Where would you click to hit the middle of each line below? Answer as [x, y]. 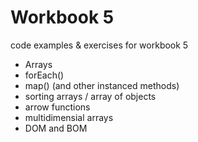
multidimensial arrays [69, 117]
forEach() [44, 75]
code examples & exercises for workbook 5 [99, 45]
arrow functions [57, 107]
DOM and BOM [56, 128]
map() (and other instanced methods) [102, 85]
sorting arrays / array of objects [90, 96]
